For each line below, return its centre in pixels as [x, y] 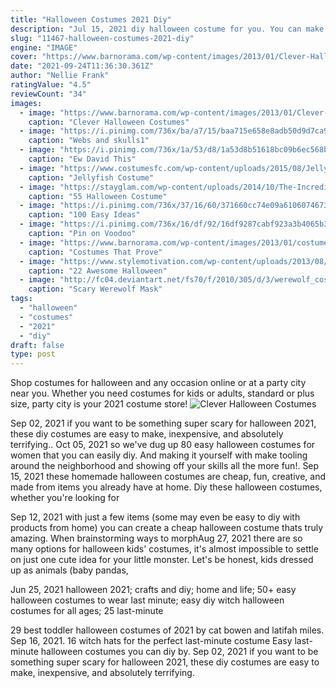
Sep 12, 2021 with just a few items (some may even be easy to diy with [155, 517]
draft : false [37, 345]
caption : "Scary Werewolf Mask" [95, 289]
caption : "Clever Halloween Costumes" [109, 122]
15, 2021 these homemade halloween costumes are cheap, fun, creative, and [168, 477]
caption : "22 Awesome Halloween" [98, 271]
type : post [33, 354]
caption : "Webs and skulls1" [89, 141]
